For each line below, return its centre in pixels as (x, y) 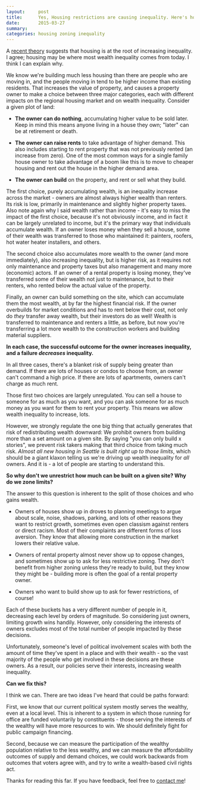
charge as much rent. (32, 384)
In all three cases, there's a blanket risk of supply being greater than (90, 365)
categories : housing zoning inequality (56, 34)
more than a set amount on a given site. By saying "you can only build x (94, 439)
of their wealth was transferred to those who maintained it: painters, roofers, (100, 236)
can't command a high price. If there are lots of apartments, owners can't (96, 378)
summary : (17, 28)
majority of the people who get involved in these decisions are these (90, 659)
